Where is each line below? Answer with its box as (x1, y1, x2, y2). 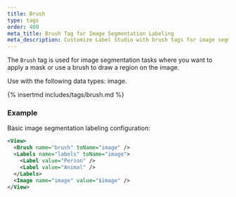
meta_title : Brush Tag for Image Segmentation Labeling (7, 30, 174, 37)
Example (7, 108, 38, 118)
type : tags (7, 17, 39, 24)
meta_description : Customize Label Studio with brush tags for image (7, 37, 216, 44)
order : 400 (7, 23, 39, 30)
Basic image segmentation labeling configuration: (7, 124, 151, 132)
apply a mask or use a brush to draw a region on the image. (7, 63, 180, 72)
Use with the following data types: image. (7, 77, 128, 85)
